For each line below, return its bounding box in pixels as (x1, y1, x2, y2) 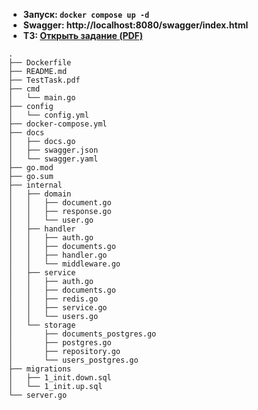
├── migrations (8, 364, 72, 374)
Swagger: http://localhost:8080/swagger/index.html (22, 19, 249, 31)
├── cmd (8, 84, 41, 94)
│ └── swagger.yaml (8, 154, 99, 164)
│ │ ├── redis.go (8, 294, 99, 304)
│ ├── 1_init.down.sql (8, 373, 112, 383)
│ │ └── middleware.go (8, 259, 121, 269)
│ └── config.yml (8, 110, 90, 120)
